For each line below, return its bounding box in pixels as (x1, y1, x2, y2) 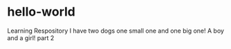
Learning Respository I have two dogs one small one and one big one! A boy (7, 27, 225, 35)
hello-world (7, 4, 76, 20)
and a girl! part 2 (7, 33, 55, 42)
